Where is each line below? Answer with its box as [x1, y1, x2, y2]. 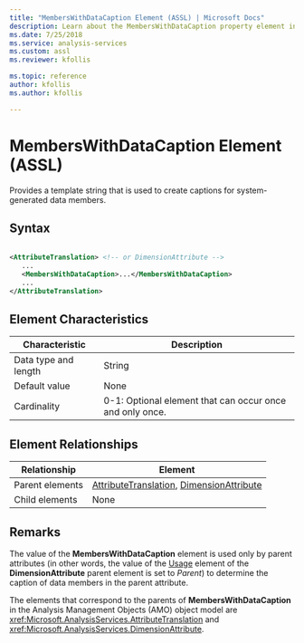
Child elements [14, 494, 78, 506]
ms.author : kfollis [9, 88, 83, 98]
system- [236, 185, 268, 196]
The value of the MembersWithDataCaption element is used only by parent [9, 549, 292, 560]
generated [9, 194, 48, 205]
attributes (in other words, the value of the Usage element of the [9, 558, 250, 569]
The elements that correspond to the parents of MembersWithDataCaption [9, 595, 291, 606]
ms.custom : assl [9, 47, 71, 56]
